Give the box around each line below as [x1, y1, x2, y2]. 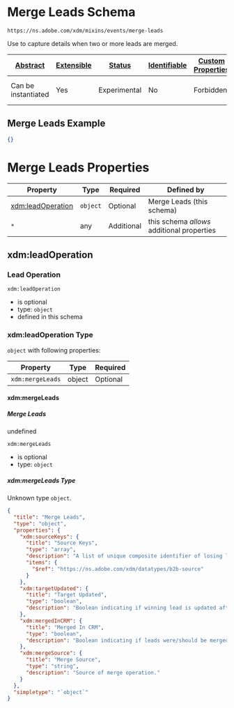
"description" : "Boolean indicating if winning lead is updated [25, 604, 217, 612]
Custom [198, 56, 225, 66]
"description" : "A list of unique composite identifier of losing [25, 553, 223, 560]
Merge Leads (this [148, 197, 208, 206]
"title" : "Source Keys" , [25, 539, 98, 547]
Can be [10, 81, 35, 91]
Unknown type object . [7, 494, 72, 502]
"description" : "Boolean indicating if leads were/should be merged [25, 637, 229, 644]
